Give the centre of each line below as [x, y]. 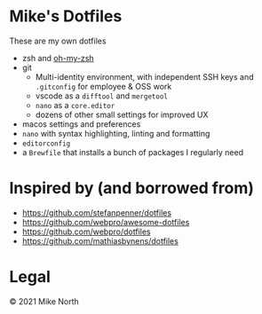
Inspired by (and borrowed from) [132, 188]
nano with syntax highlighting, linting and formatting [116, 133]
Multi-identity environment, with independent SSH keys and [145, 76]
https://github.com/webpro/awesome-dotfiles [106, 222]
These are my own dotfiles [58, 41]
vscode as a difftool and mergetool [102, 96]
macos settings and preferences [81, 124]
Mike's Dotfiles [66, 16]
